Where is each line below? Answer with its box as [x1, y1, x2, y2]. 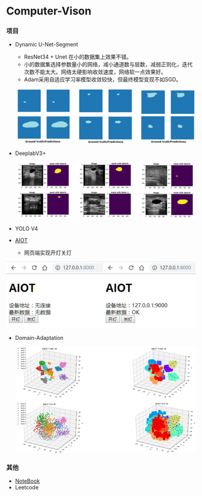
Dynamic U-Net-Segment [14, 41, 78, 48]
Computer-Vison [6, 4, 92, 18]
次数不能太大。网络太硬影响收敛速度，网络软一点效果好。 [23, 68, 167, 76]
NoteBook [14, 477, 40, 485]
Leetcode [14, 484, 39, 491]
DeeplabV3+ [14, 149, 46, 157]
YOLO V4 [14, 225, 38, 232]
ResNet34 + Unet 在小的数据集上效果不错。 [23, 53, 132, 61]
